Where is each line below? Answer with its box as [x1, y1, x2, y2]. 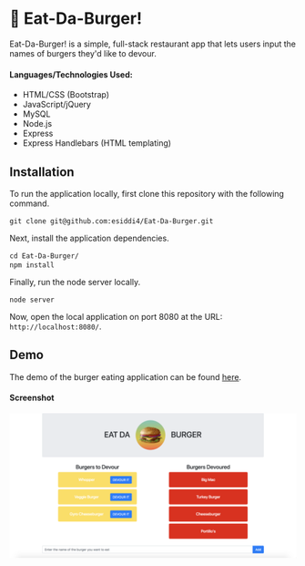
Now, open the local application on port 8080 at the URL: [9, 311, 223, 322]
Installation [9, 164, 75, 180]
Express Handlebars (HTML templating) [22, 138, 171, 149]
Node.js [22, 118, 53, 129]
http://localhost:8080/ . [9, 321, 102, 332]
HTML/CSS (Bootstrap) [22, 89, 110, 100]
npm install [9, 260, 55, 270]
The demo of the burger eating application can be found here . [9, 371, 242, 382]
